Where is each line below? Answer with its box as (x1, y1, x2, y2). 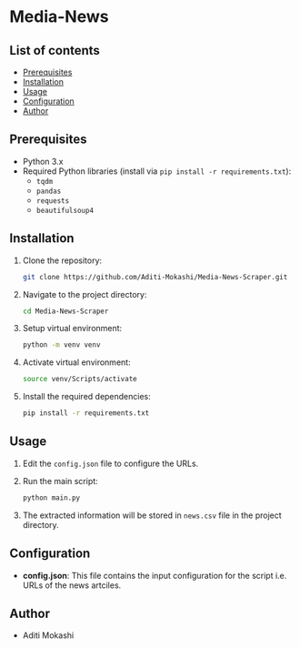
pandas (35, 187, 62, 196)
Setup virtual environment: (22, 323, 123, 334)
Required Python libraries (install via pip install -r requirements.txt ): (22, 166, 292, 177)
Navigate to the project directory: (22, 289, 147, 299)
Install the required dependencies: (22, 391, 152, 402)
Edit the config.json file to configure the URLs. (22, 458, 199, 469)
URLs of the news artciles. (22, 580, 122, 591)
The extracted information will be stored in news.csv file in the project (22, 510, 282, 521)
